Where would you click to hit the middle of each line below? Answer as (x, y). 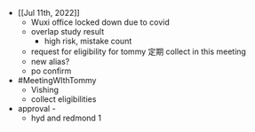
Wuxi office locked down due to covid (100, 22)
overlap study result (68, 31)
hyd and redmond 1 (66, 118)
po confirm (51, 71)
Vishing (45, 89)
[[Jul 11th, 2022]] (48, 13)
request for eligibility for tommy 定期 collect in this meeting (139, 51)
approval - (36, 109)
